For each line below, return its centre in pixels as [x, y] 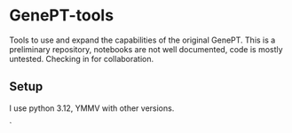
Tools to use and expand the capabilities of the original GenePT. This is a [142, 40]
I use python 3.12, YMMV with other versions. [92, 108]
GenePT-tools [61, 16]
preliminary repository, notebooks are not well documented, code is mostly [146, 49]
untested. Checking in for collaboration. [82, 59]
